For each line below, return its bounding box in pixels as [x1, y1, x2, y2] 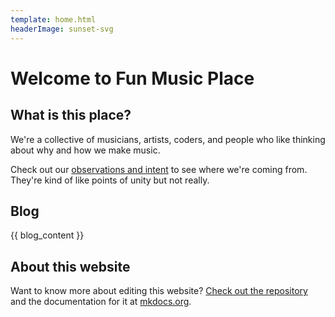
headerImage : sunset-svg [10, 24, 114, 34]
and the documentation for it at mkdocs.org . [10, 296, 192, 308]
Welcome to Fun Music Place [10, 67, 255, 90]
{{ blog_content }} [10, 229, 85, 241]
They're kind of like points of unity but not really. [10, 174, 210, 186]
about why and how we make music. [10, 144, 161, 156]
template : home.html [10, 14, 97, 25]
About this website [10, 258, 131, 275]
